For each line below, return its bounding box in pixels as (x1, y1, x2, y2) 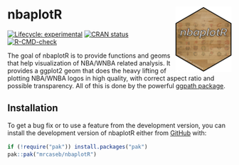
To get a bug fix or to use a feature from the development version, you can (7, 121, 226, 129)
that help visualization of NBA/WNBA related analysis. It (7, 58, 171, 67)
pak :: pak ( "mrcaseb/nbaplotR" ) (7, 151, 97, 158)
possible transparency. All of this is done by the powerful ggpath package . (7, 81, 225, 90)
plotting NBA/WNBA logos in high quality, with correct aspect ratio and (7, 74, 215, 82)
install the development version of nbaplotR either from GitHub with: (7, 128, 207, 137)
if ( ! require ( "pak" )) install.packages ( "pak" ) (7, 143, 148, 150)
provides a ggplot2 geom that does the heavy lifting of (7, 66, 167, 75)
